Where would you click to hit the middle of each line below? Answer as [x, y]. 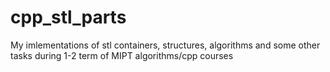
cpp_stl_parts [68, 17]
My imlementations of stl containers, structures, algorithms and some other [165, 45]
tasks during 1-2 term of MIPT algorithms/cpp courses [122, 55]
